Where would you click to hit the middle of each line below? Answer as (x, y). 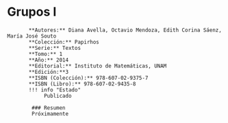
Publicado (58, 96)
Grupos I (32, 12)
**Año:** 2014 (49, 60)
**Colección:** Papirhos (64, 42)
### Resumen (49, 108)
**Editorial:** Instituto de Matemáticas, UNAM (98, 66)
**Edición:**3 (49, 72)
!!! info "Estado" (54, 90)
